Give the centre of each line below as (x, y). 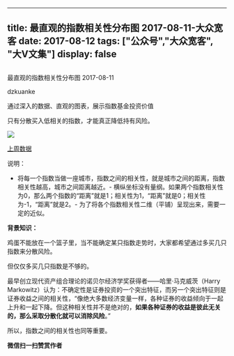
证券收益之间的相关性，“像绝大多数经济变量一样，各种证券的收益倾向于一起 (116, 298)
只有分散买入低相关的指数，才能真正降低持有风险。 (80, 121)
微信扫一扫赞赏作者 (35, 345)
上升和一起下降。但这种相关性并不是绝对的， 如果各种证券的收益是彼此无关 (114, 307)
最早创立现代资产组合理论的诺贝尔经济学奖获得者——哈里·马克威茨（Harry (114, 281)
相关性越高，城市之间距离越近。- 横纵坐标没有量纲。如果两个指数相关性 (120, 187)
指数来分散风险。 (32, 251)
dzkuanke (21, 91)
